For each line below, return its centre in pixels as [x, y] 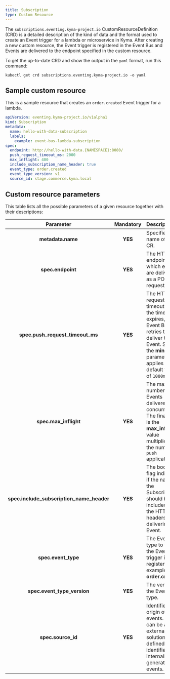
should [155, 499]
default [155, 370]
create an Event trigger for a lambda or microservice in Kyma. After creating [84, 40]
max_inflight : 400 [29, 160]
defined [156, 644]
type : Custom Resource [29, 15]
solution [156, 637]
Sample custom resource [46, 90]
